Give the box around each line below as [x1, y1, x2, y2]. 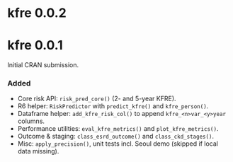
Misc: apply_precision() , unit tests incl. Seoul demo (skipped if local [17, 139, 218, 148]
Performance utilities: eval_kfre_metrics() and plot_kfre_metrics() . [17, 125, 219, 133]
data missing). [17, 147, 59, 156]
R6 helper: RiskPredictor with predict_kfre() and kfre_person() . [17, 102, 209, 110]
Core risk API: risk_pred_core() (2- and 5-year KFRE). [17, 94, 176, 103]
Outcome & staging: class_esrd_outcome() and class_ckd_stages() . [17, 132, 215, 141]
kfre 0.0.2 [7, 5, 67, 21]
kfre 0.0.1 [7, 37, 63, 54]
